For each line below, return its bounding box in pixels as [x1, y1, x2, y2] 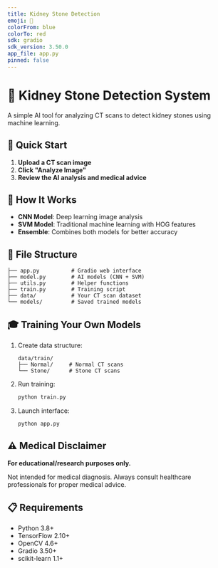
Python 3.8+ [17, 524, 55, 532]
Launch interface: [17, 406, 70, 415]
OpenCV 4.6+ [17, 539, 58, 548]
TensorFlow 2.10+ [17, 532, 70, 540]
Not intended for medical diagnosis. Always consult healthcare [7, 473, 192, 481]
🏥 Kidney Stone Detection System [7, 87, 212, 103]
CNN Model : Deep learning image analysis [17, 213, 143, 221]
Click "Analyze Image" [17, 165, 87, 174]
